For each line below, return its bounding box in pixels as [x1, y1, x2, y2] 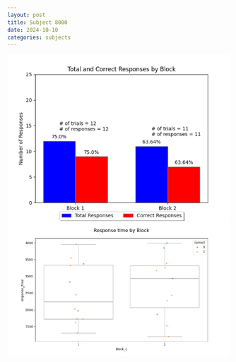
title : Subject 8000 [7, 18, 69, 26]
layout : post [7, 11, 46, 18]
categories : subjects [7, 34, 71, 41]
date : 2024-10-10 [7, 26, 59, 33]
